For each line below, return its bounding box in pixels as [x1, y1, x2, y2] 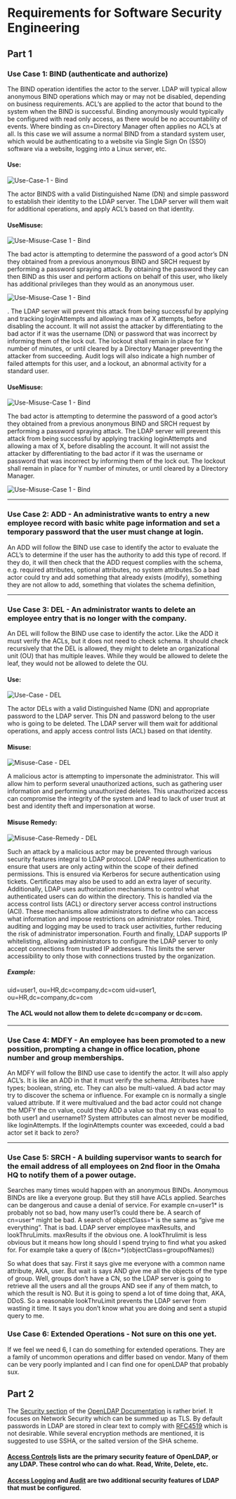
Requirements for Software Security [7, 5, 223, 21]
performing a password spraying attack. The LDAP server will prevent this [7, 427, 221, 436]
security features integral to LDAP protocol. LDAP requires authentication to [7, 855, 226, 863]
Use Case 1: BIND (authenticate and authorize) [7, 69, 169, 79]
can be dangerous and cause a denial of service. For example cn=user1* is [7, 1201, 224, 1210]
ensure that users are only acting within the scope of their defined [7, 862, 199, 870]
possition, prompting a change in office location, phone [7, 1044, 200, 1054]
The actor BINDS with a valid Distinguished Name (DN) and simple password [7, 190, 229, 198]
